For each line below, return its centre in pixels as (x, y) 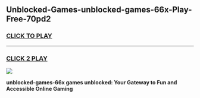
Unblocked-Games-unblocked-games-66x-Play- (99, 10)
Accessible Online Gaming (40, 88)
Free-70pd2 (29, 19)
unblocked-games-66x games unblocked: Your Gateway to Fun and (92, 82)
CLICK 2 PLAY (27, 58)
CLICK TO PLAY (29, 36)
